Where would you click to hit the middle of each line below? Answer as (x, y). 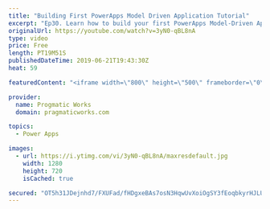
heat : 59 (23, 68)
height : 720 (43, 171)
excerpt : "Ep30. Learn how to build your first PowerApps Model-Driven (131, 23)
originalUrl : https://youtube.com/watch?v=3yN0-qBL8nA (102, 31)
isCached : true (48, 178)
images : (21, 149)
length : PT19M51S (37, 53)
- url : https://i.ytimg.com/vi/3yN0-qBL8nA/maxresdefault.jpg (122, 156)
